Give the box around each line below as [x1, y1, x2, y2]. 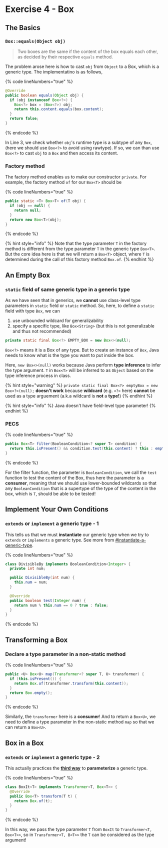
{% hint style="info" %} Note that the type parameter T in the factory [5, 240, 147, 246]
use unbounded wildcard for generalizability [12, 317, 103, 323]
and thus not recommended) [12, 328, 71, 334]
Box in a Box [5, 738, 44, 747]
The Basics [5, 23, 41, 32]
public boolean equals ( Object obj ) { [5, 92, 84, 98]
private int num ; [9, 566, 46, 571]
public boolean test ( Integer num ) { [9, 598, 86, 603]
